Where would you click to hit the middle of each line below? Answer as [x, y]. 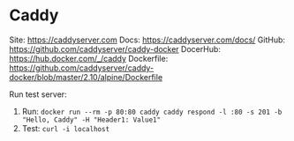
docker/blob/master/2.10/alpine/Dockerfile [86, 77]
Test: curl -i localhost [66, 128]
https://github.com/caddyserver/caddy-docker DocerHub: [115, 48]
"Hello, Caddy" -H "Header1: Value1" [91, 120]
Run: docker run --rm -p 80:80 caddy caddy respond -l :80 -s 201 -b [152, 111]
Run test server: [38, 94]
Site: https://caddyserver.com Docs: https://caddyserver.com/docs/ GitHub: [147, 40]
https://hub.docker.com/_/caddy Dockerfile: [89, 58]
